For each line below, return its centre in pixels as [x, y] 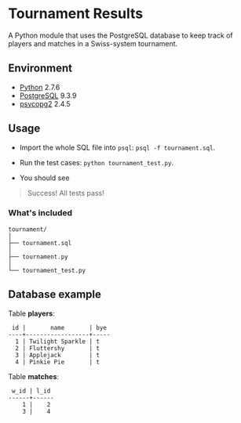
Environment [40, 69]
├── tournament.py [38, 257]
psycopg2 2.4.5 [45, 103]
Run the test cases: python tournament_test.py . [97, 162]
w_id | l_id [31, 391]
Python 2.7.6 [40, 87]
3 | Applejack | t [58, 355]
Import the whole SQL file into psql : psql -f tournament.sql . [117, 147]
